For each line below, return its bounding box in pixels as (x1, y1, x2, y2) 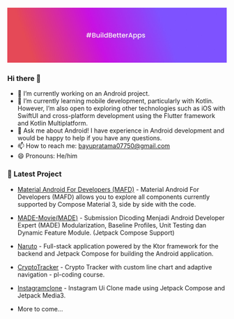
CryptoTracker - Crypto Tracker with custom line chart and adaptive (17, 262, 212, 271)
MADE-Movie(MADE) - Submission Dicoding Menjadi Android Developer (17, 214, 225, 222)
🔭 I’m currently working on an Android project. (17, 89, 150, 98)
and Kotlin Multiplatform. (17, 119, 88, 128)
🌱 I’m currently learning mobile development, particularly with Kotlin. (17, 97, 214, 105)
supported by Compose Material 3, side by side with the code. (17, 200, 196, 208)
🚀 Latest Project (7, 169, 62, 179)
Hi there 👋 (7, 73, 42, 83)
